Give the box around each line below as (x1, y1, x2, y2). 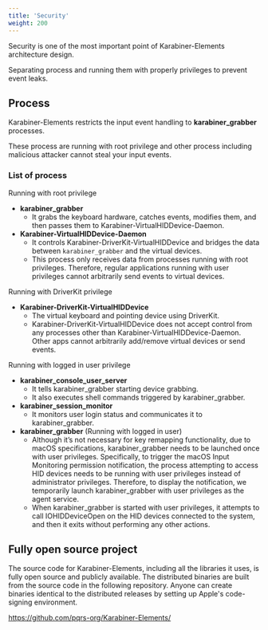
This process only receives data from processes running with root (31, 254, 249, 264)
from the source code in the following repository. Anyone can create (8, 581, 233, 590)
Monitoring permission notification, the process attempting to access (31, 460, 259, 470)
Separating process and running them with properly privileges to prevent (8, 65, 247, 74)
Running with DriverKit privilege (8, 286, 113, 296)
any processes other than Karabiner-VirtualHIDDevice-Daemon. (31, 328, 242, 337)
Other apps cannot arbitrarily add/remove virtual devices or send (31, 336, 246, 345)
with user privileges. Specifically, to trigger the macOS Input (31, 451, 230, 461)
